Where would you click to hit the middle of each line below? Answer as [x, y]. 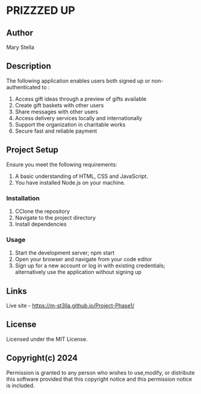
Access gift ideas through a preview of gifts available [81, 99]
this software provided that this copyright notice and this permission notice [99, 379]
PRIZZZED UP [41, 11]
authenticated [23, 87]
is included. [20, 385]
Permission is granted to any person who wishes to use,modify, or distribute [100, 372]
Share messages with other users [56, 112]
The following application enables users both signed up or [78, 81]
